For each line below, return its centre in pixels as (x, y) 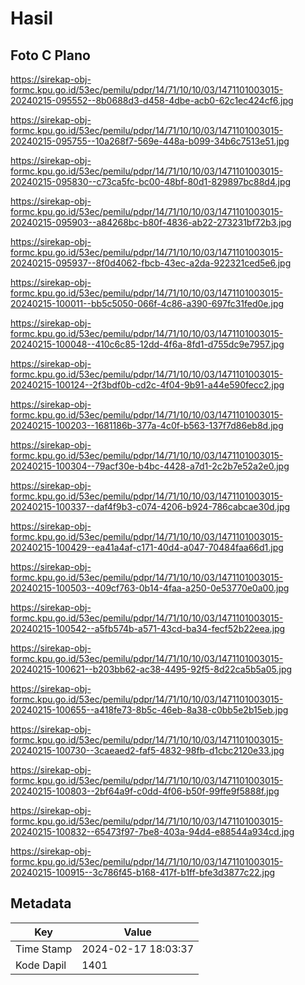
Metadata (41, 903)
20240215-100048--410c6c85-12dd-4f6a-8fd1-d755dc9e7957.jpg (147, 344)
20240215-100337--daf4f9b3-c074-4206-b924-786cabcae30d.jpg (150, 506)
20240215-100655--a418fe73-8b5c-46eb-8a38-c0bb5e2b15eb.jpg (149, 710)
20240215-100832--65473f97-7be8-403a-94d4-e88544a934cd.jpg (152, 831)
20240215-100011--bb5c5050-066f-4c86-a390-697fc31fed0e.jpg (147, 303)
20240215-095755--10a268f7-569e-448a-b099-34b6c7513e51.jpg (150, 141)
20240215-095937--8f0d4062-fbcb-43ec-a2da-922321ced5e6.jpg (151, 263)
